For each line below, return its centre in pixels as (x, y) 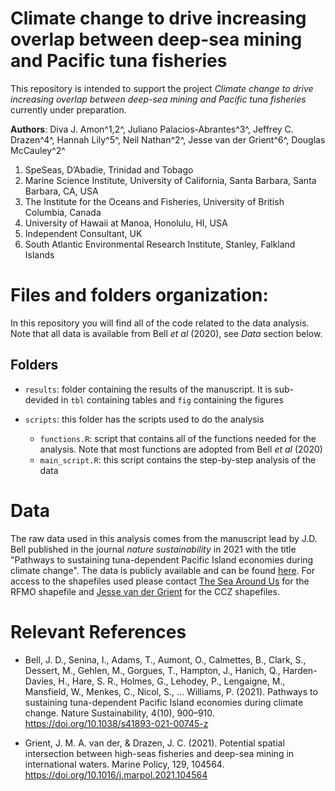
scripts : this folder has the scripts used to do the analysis (144, 419)
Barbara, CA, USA (61, 191)
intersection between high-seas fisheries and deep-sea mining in (159, 753)
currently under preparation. (68, 109)
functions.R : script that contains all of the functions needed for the (178, 438)
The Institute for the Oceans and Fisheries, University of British (154, 201)
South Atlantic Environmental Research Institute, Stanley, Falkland (160, 244)
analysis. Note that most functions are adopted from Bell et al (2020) (181, 449)
